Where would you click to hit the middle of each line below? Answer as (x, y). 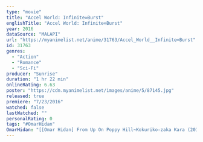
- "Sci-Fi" (25, 68)
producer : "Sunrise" (32, 74)
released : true (25, 96)
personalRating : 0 (29, 118)
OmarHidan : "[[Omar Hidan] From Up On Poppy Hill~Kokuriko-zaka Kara (96, 130)
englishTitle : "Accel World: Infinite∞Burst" (64, 23)
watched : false (25, 107)
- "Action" (25, 57)
